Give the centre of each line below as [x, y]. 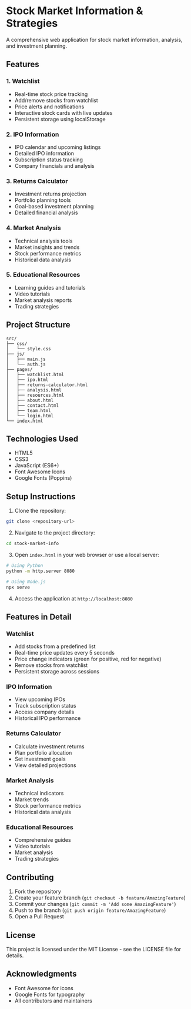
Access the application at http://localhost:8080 [74, 598]
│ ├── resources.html [35, 395]
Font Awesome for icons [44, 988]
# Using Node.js [26, 582]
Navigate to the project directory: [55, 533]
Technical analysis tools [43, 241]
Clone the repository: [40, 511]
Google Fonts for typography [50, 994]
